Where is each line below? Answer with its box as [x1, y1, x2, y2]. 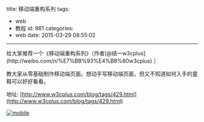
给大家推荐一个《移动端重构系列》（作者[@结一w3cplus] [6, 50, 146, 56]
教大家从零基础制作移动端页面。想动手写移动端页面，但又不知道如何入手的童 [6, 70, 198, 77]
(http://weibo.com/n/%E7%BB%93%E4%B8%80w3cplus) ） [6, 57, 160, 64]
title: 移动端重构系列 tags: [6, 5, 70, 12]
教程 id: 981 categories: [15, 25, 74, 32]
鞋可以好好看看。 [6, 78, 49, 85]
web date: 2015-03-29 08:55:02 [15, 32, 96, 38]
